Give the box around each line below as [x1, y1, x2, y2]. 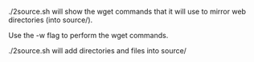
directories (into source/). [8, 15, 93, 25]
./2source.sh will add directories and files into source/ [8, 46, 187, 55]
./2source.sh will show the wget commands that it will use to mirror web [8, 7, 247, 16]
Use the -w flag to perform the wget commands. [8, 31, 169, 40]
